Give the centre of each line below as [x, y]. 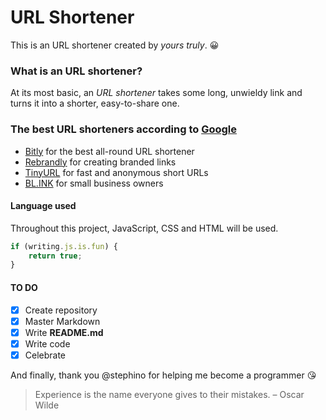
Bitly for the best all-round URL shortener [109, 151]
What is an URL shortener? [76, 71]
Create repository [61, 310]
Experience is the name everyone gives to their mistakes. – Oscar [169, 394]
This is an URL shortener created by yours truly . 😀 [115, 45]
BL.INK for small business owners [94, 183]
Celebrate [45, 355]
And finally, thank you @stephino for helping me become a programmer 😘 [163, 375]
